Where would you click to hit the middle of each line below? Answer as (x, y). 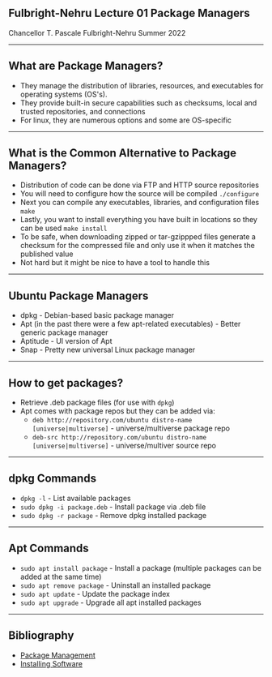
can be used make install (64, 228)
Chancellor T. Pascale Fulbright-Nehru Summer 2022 (97, 32)
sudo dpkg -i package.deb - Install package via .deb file (113, 507)
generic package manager (64, 332)
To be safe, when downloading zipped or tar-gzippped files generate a (138, 237)
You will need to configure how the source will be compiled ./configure (140, 194)
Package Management (57, 655)
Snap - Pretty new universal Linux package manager (108, 350)
